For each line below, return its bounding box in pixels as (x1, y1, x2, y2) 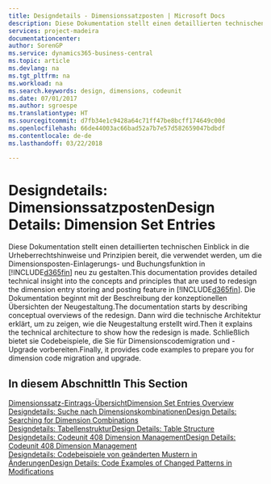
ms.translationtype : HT (8, 110, 89, 118)
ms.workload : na (8, 79, 63, 87)
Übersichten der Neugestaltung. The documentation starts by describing (8, 302, 248, 311)
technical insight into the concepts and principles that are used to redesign (8, 276, 257, 286)
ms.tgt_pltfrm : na (8, 72, 70, 80)
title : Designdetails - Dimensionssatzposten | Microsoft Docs (8, 11, 226, 20)
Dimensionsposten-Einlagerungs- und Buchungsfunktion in (8, 259, 206, 269)
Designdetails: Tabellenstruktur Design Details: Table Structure (8, 424, 215, 434)
